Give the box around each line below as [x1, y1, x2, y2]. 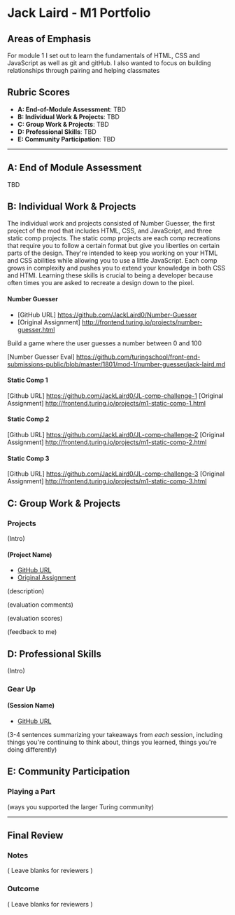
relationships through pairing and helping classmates [7, 67, 160, 74]
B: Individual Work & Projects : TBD [17, 112, 120, 121]
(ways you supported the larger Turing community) [7, 802, 155, 811]
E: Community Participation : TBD [17, 135, 115, 143]
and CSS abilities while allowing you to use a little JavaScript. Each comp [7, 256, 218, 265]
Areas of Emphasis [7, 33, 92, 45]
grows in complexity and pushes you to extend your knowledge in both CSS [7, 264, 226, 273]
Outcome [7, 884, 40, 894]
